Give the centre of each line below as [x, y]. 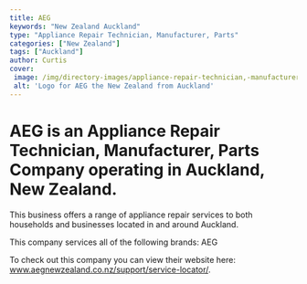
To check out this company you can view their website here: [122, 259]
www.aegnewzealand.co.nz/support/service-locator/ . [111, 269]
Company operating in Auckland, [137, 169]
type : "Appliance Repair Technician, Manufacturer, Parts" [124, 35]
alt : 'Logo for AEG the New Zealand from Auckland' [114, 86]
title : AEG [30, 18]
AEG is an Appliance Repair [115, 131]
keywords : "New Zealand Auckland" [75, 26]
